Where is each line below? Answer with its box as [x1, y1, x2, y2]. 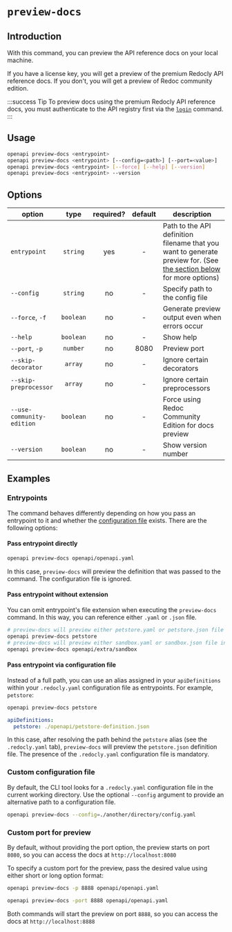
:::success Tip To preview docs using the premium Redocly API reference [7, 97, 216, 106]
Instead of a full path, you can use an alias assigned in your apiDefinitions [7, 676, 221, 684]
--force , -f [10, 313, 47, 323]
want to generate [162, 247, 219, 257]
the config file [162, 293, 209, 303]
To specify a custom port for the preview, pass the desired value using [7, 864, 208, 872]
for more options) [162, 273, 220, 283]
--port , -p [10, 344, 43, 354]
